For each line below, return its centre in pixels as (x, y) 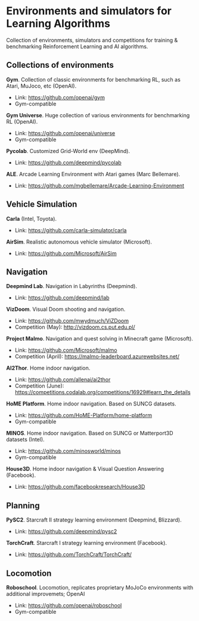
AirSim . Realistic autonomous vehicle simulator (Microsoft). (79, 242)
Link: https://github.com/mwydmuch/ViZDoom (72, 321)
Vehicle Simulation (42, 205)
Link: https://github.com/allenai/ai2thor (63, 380)
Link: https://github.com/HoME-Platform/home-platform (83, 416)
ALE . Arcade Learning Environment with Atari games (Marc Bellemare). (93, 174)
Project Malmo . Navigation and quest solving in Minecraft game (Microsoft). (100, 339)
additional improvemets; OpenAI (46, 594)
